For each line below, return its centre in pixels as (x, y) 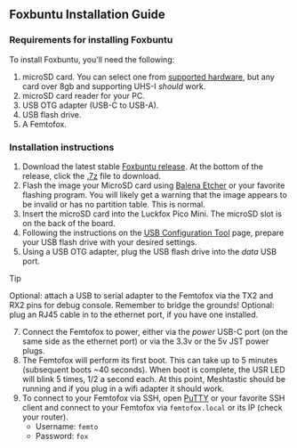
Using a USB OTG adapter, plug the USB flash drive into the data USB (149, 251)
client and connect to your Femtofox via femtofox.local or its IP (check (152, 407)
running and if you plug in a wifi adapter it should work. (123, 388)
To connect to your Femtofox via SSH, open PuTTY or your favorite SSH (153, 398)
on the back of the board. (68, 223)
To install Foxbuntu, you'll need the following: (92, 59)
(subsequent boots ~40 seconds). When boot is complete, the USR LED (154, 370)
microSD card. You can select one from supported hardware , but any (148, 77)
